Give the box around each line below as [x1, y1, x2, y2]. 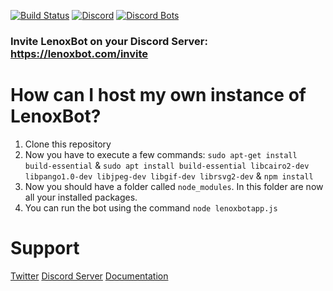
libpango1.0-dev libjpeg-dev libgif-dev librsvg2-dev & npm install [24, 170, 314, 182]
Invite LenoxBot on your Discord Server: [10, 34, 208, 48]
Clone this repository [24, 138, 112, 150]
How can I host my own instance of [10, 84, 307, 107]
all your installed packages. [24, 191, 138, 203]
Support [10, 237, 80, 260]
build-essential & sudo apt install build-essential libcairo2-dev [24, 159, 310, 171]
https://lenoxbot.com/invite [10, 46, 149, 60]
